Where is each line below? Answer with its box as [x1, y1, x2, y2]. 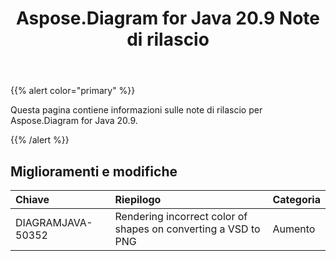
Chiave [15, 193, 50, 206]
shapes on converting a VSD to [114, 222, 261, 236]
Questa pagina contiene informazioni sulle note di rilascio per [10, 104, 263, 116]
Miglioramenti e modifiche [10, 163, 178, 180]
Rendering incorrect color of [114, 210, 248, 223]
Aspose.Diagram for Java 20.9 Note [16, 7, 320, 30]
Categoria [272, 193, 321, 206]
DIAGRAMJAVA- [15, 216, 93, 229]
